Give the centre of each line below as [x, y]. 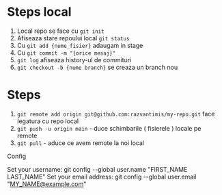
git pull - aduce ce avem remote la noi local [81, 143]
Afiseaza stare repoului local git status [73, 38]
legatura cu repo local [48, 121]
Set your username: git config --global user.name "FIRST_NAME [97, 169]
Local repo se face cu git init [60, 31]
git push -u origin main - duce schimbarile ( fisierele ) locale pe [109, 128]
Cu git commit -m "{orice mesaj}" [66, 53]
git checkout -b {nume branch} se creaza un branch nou [97, 67]
